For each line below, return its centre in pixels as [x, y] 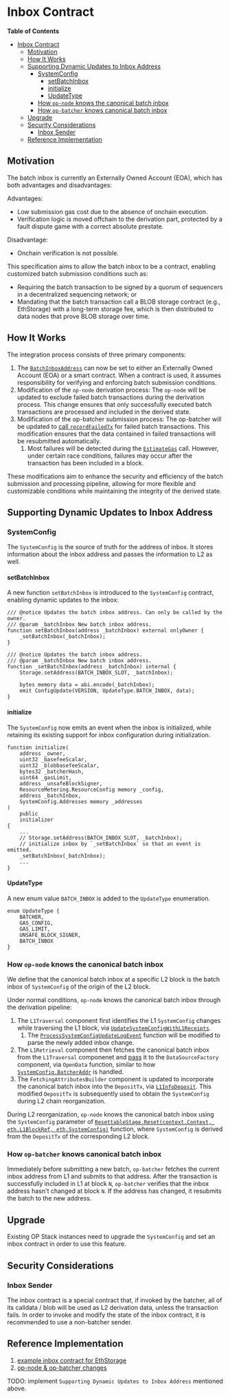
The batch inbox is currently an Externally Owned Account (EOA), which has [115, 178]
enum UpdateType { [33, 911]
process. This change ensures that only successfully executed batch [114, 404]
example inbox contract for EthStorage [72, 1360]
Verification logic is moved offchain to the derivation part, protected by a [120, 219]
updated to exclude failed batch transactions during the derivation [111, 397]
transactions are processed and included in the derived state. [104, 412]
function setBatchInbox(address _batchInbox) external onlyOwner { [106, 631]
